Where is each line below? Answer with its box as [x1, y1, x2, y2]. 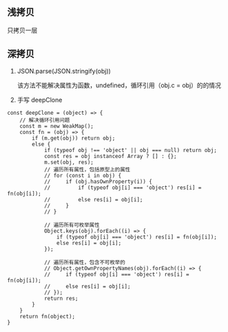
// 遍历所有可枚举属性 [43, 221, 100, 228]
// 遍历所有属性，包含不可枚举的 [43, 258, 125, 266]
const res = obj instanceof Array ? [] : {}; [43, 153, 177, 159]
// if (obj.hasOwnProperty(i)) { [43, 178, 153, 185]
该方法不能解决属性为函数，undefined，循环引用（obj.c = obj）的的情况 [17, 81, 222, 89]
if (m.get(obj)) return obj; [32, 135, 116, 142]
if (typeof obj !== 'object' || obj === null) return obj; [43, 146, 217, 153]
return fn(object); [19, 313, 76, 320]
